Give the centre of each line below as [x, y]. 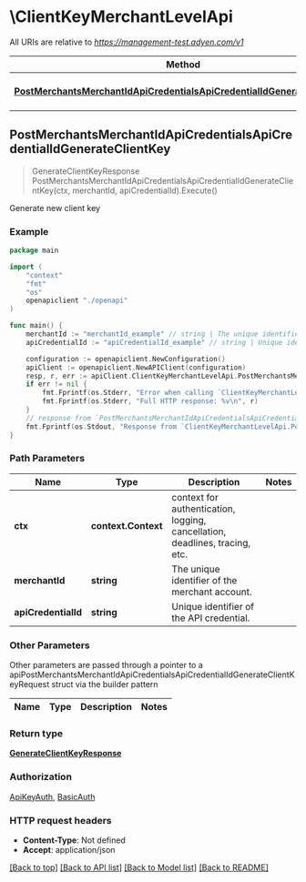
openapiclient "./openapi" [77, 301]
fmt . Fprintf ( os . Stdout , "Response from [102, 426]
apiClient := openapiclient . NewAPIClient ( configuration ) [136, 367]
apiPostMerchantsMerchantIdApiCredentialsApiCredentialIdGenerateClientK [152, 674]
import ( [26, 267]
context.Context [127, 525]
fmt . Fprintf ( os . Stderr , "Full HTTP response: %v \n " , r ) [150, 401]
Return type [36, 734]
